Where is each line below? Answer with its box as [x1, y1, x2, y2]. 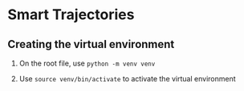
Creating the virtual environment [7, 38, 175, 51]
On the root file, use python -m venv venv [18, 58, 156, 68]
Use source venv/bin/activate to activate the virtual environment [18, 74, 236, 83]
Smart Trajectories [7, 6, 135, 24]
